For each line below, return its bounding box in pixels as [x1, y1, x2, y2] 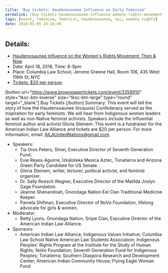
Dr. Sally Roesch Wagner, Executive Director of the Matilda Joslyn [19, 178, 155, 185]
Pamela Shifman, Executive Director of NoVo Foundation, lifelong [19, 200, 153, 206]
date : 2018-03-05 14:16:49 [5, 21, 61, 26]
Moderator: [12, 210, 36, 216]
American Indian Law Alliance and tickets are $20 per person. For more [5, 126, 152, 132]
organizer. [19, 173, 41, 179]
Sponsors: [12, 226, 34, 232]
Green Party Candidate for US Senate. [19, 163, 98, 169]
